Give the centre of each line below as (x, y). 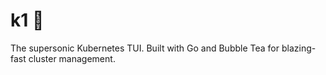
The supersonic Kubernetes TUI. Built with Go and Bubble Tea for (145, 48)
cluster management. (72, 58)
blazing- (299, 48)
